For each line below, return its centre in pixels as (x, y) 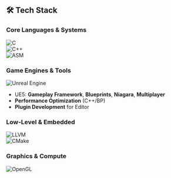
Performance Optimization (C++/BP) (60, 100)
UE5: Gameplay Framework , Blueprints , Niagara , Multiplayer (90, 94)
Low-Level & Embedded (41, 122)
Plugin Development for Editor (52, 107)
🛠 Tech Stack (32, 10)
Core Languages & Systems (46, 30)
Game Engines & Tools (39, 70)
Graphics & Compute (36, 156)
